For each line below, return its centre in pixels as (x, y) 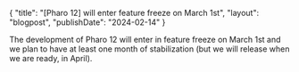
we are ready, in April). (51, 58)
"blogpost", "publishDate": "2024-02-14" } (87, 22)
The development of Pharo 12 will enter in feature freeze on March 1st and (145, 40)
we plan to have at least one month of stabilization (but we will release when (149, 49)
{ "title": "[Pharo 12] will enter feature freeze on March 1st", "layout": (134, 13)
